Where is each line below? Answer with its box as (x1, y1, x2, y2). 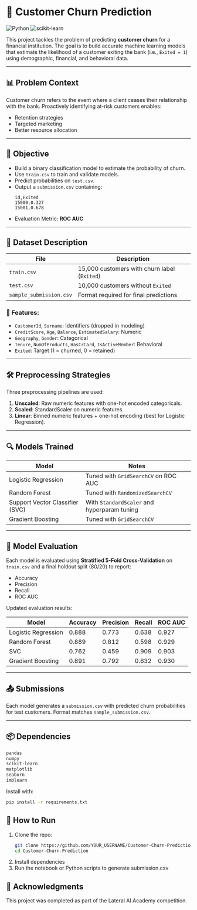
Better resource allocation (14, 126, 77, 134)
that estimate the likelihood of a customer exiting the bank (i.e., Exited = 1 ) (6, 48, 188, 55)
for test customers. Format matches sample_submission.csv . (6, 708, 151, 715)
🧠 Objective (6, 149, 49, 159)
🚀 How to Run (6, 816, 56, 826)
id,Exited (14, 195, 39, 200)
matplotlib (6, 766, 33, 772)
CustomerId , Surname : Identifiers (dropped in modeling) (14, 322, 145, 329)
